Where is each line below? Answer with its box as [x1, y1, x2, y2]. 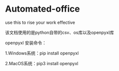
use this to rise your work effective [5, 19, 75, 25]
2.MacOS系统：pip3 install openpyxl [5, 60, 78, 66]
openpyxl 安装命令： [5, 40, 47, 46]
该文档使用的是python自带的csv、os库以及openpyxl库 [5, 29, 114, 35]
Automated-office [5, 3, 80, 15]
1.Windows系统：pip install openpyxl [5, 50, 79, 56]
